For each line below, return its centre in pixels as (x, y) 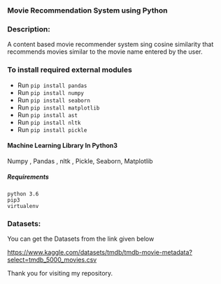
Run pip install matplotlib (58, 107)
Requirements (28, 177)
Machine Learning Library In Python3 (62, 146)
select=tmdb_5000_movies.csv (52, 260)
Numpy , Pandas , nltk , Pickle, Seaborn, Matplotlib (80, 161)
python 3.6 (23, 194)
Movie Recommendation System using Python (87, 10)
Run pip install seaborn (54, 100)
